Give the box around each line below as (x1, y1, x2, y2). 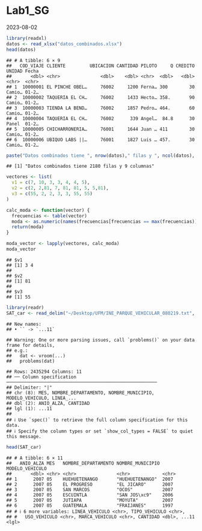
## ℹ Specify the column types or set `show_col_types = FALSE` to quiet (6, 428, 194, 434)
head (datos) (6, 46, 36, 52)
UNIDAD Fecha (6, 68, 39, 74)
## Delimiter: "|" (6, 384, 52, 390)
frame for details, (6, 342, 55, 348)
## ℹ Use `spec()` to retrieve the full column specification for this (6, 417, 188, 423)
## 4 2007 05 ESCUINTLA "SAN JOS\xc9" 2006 (6, 492, 173, 498)
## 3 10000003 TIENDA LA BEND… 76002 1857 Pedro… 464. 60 (6, 105, 195, 111)
